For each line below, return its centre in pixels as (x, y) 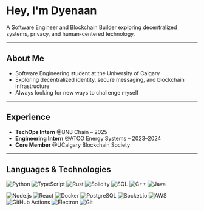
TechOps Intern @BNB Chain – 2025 (61, 132)
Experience (28, 117)
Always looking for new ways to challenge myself (77, 92)
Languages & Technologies (59, 169)
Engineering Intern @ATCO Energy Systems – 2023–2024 (88, 138)
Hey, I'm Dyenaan (52, 11)
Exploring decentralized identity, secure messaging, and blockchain (100, 79)
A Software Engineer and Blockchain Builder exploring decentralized (92, 27)
